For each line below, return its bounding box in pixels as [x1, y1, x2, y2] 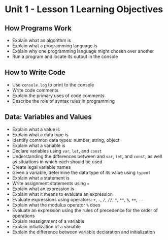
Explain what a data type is [12, 131, 69, 138]
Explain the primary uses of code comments [12, 93, 105, 99]
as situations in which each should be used [12, 159, 103, 165]
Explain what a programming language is [12, 43, 97, 49]
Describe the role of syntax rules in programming [12, 98, 115, 104]
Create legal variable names [12, 164, 71, 170]
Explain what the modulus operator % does [12, 202, 100, 208]
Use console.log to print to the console [12, 81, 94, 87]
